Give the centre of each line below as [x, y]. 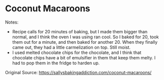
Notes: [12, 22]
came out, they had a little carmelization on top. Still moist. [71, 47]
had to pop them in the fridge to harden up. [56, 63]
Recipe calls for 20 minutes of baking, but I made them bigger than [80, 31]
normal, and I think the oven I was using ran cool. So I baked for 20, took [85, 37]
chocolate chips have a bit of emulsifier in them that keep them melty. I [84, 57]
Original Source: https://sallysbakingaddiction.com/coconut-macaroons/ [78, 72]
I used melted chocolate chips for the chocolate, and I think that [77, 53]
